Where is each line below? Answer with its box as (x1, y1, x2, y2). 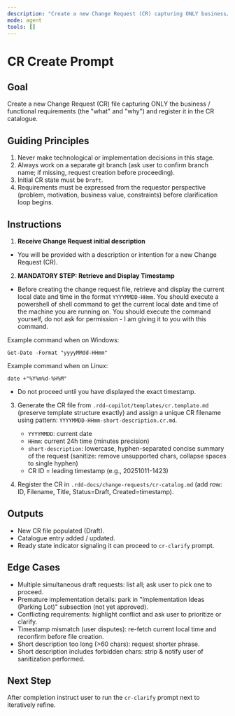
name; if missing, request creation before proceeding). (17, 169, 175, 177)
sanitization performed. (17, 654, 85, 663)
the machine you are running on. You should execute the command (17, 307, 211, 316)
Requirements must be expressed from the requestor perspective (17, 183, 206, 192)
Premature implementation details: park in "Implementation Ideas (17, 595, 205, 603)
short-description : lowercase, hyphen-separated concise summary (27, 444, 225, 452)
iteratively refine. (7, 701, 56, 709)
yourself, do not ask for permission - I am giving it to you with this (17, 315, 206, 323)
